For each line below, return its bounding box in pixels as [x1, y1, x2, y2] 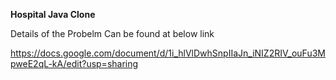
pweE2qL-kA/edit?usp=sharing [10, 58, 139, 69]
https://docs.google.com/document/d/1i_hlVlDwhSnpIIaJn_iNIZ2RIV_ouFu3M [10, 47, 326, 59]
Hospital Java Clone [10, 9, 96, 20]
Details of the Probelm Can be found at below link [10, 28, 215, 39]
